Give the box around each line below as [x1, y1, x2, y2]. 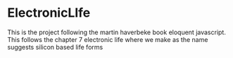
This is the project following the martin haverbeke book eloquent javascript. [7, 28, 227, 36]
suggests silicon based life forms [7, 43, 103, 51]
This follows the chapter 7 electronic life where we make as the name [7, 35, 208, 43]
